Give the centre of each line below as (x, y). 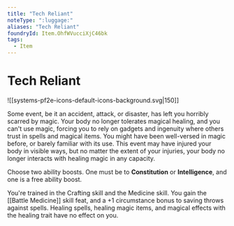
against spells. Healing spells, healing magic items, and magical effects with (116, 208)
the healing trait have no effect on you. (63, 215)
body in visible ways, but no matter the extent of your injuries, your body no (116, 150)
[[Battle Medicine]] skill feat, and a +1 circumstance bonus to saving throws (116, 200)
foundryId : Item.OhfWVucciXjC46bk (58, 33)
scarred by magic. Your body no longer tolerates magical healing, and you (114, 121)
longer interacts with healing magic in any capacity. (81, 158)
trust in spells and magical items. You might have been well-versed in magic (116, 136)
